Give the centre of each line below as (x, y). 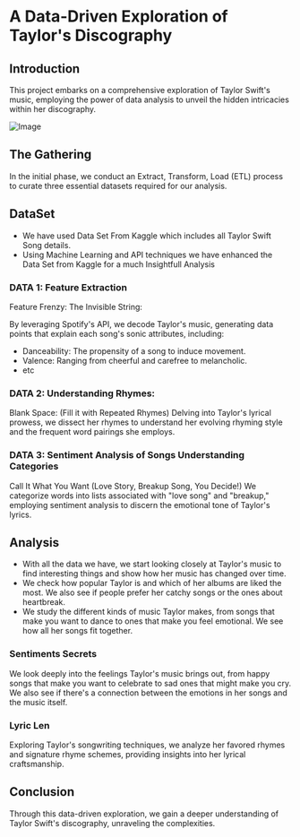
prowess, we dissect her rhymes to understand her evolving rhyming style (146, 422)
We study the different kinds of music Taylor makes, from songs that (148, 612)
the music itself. (39, 702)
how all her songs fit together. (77, 631)
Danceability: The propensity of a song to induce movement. (134, 350)
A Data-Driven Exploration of (119, 17)
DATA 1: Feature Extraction (69, 287)
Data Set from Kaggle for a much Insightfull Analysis (118, 264)
